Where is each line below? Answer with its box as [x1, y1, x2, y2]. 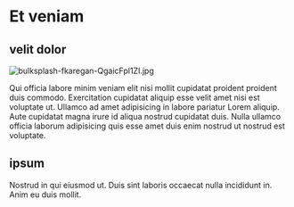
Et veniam [9, 6, 85, 27]
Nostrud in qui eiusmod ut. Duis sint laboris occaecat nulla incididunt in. [9, 179, 273, 190]
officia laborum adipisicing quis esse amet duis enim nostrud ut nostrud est [9, 120, 285, 131]
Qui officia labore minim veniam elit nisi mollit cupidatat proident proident [9, 83, 278, 93]
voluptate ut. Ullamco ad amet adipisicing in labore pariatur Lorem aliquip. [9, 102, 281, 112]
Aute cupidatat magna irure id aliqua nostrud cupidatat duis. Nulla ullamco [9, 112, 282, 121]
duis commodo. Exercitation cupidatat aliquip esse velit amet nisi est [9, 92, 260, 103]
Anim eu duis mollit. [9, 189, 82, 200]
